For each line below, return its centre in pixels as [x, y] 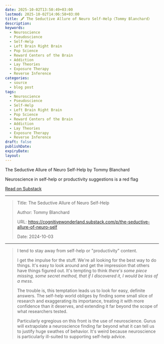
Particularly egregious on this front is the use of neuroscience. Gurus [86, 321]
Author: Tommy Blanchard [43, 212]
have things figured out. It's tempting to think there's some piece [82, 270]
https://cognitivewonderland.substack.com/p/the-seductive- [89, 222]
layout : [13, 156]
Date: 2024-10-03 [35, 237]
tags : [10, 92]
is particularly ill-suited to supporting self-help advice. [72, 336]
